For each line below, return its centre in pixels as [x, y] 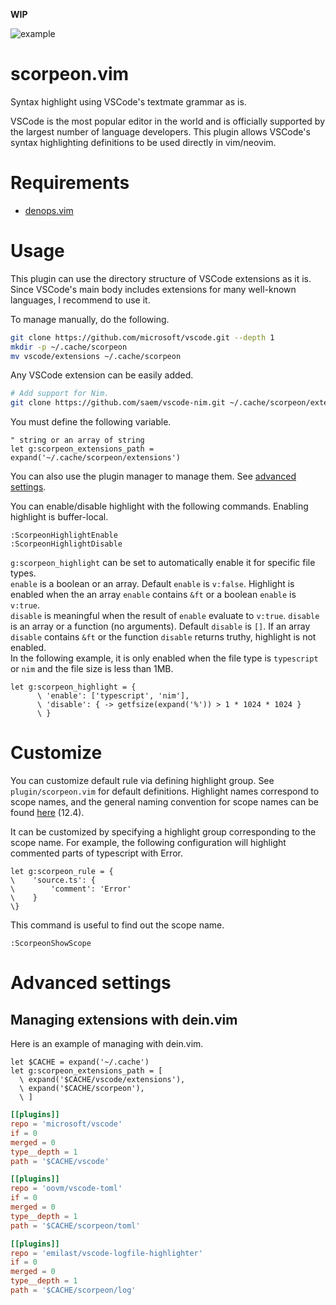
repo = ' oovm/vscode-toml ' [66, 1189]
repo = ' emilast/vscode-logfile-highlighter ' [106, 1253]
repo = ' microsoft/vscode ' [66, 1124]
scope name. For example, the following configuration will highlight [148, 843]
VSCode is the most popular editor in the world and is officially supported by [168, 121]
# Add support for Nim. [60, 394]
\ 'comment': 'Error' [71, 889]
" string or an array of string [77, 440]
